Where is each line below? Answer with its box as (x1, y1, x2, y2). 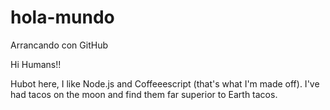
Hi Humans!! (10, 58, 62, 70)
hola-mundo (10, 6, 115, 29)
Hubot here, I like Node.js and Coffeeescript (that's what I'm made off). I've (10, 77, 320, 90)
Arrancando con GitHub (10, 39, 108, 51)
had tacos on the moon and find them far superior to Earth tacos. (10, 88, 278, 100)
